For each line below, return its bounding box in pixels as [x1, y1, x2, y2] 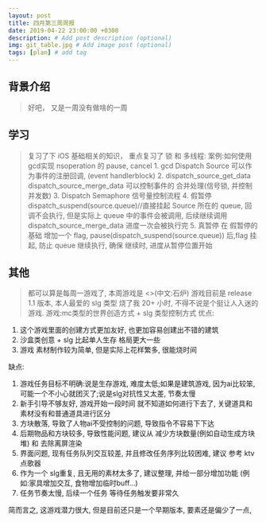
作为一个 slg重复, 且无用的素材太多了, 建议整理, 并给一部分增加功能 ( [19, 469, 244, 478]
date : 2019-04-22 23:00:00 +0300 [8, 26, 119, 34]
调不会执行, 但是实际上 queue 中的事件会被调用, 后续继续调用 [27, 210, 228, 220]
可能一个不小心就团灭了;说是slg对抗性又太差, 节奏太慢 [19, 389, 196, 399]
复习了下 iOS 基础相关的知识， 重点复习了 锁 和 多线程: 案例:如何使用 [27, 150, 253, 160]
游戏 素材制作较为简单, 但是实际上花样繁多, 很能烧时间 [19, 345, 197, 355]
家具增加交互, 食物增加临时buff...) [29, 478, 138, 488]
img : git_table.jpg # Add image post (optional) [8, 41, 172, 49]
